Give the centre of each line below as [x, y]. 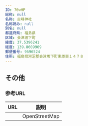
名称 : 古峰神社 [19, 19]
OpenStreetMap [41, 116]
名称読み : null [19, 24]
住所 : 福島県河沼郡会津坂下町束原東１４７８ [44, 56]
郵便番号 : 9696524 [23, 51]
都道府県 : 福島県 [20, 33]
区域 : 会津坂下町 [20, 38]
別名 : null [16, 28]
